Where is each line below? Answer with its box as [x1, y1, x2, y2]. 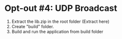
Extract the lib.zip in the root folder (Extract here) [11, 19, 109, 24]
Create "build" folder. [11, 23, 54, 29]
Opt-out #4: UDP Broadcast [4, 3, 117, 14]
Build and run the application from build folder [11, 29, 104, 34]
